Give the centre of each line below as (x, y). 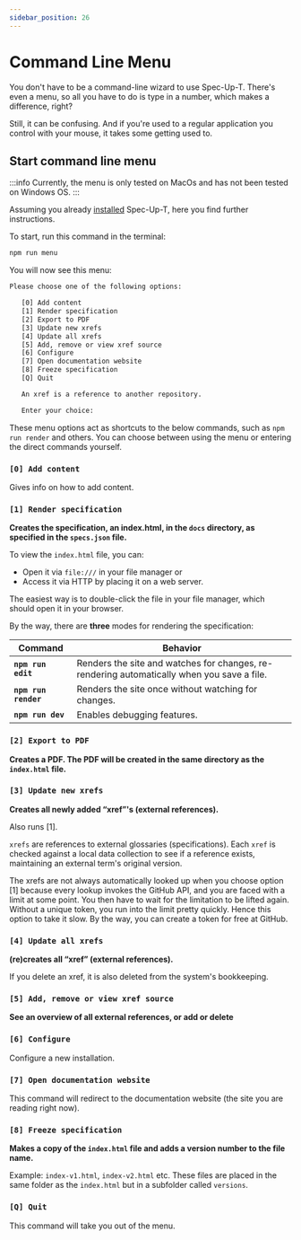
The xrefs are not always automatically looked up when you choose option (146, 880)
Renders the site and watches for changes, (167, 664)
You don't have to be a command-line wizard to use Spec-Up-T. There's (142, 87)
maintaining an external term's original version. (96, 863)
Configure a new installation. (62, 1058)
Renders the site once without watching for (167, 690)
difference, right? (41, 106)
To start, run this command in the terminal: (87, 237)
